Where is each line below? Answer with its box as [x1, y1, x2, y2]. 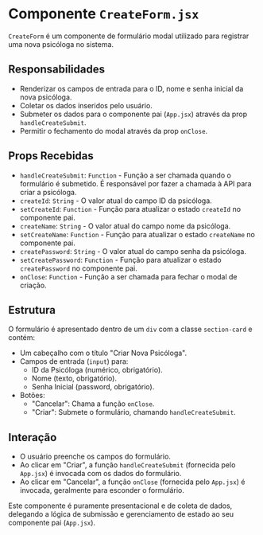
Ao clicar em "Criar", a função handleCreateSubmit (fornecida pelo [19, 460, 236, 470]
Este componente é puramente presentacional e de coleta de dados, [8, 501, 233, 510]
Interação [8, 431, 57, 444]
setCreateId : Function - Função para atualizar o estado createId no [19, 204, 241, 213]
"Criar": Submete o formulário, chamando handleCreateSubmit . [31, 408, 236, 417]
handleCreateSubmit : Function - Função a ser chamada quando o [19, 170, 232, 180]
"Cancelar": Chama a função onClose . [31, 399, 155, 408]
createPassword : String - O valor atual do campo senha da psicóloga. [19, 246, 246, 256]
